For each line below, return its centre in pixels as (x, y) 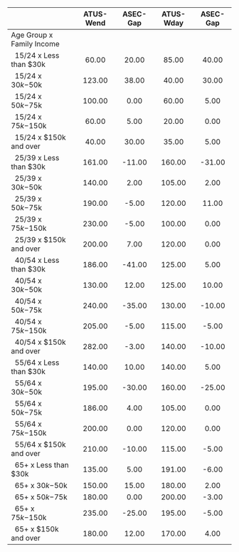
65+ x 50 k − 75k (41, 497)
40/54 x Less (37, 260)
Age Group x (32, 35)
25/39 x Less (37, 158)
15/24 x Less (37, 55)
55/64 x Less (37, 363)
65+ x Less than (42, 465)
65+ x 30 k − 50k (41, 485)
